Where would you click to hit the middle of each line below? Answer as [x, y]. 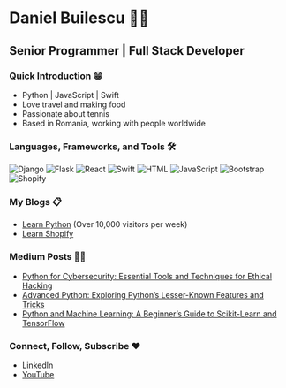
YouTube [38, 375]
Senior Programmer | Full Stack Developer [127, 51]
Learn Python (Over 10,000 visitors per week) [105, 224]
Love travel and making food [74, 104]
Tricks [33, 304]
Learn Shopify [48, 234]
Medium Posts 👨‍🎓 [48, 257]
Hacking [37, 285]
